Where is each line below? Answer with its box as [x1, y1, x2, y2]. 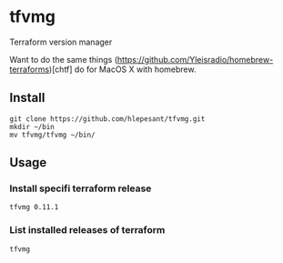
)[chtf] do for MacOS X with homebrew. [48, 64, 197, 75]
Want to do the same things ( [9, 54, 118, 65]
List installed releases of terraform [9, 224, 166, 237]
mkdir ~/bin [9, 122, 55, 131]
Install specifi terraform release [9, 182, 152, 195]
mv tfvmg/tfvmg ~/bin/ [9, 130, 96, 139]
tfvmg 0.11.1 [9, 203, 59, 212]
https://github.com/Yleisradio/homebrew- [116, 54, 274, 65]
